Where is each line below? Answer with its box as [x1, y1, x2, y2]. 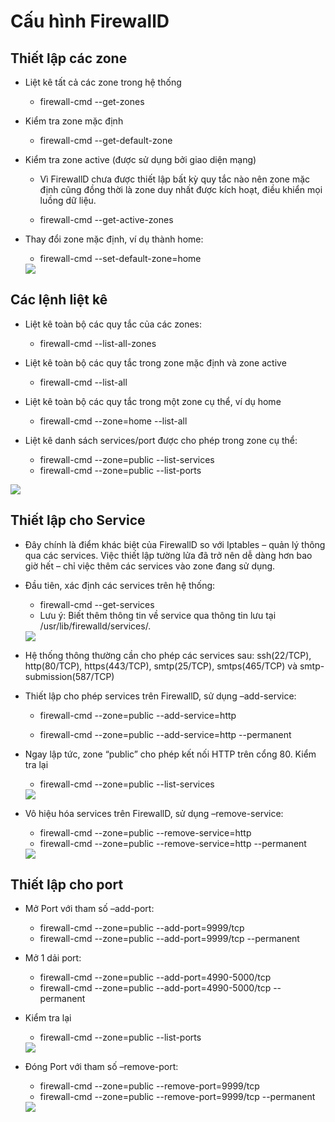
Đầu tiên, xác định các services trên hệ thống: [24, 579, 216, 591]
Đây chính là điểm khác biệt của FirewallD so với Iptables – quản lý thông [24, 538, 326, 550]
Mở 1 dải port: [24, 952, 82, 964]
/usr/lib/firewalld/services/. [39, 620, 152, 632]
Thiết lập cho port [10, 876, 124, 894]
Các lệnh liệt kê [10, 291, 108, 309]
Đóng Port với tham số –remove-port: [24, 1061, 179, 1073]
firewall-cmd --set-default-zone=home [39, 253, 202, 264]
